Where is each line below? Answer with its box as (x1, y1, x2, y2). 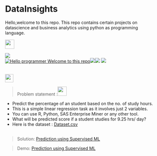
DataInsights (5, 3, 58, 15)
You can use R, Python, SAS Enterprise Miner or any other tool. (12, 111, 139, 117)
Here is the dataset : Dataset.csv (12, 121, 78, 127)
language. (5, 30, 25, 36)
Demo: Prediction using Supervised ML (17, 145, 96, 151)
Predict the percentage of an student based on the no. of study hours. (12, 100, 153, 106)
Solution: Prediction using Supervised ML (17, 136, 100, 142)
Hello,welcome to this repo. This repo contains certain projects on (5, 19, 137, 25)
